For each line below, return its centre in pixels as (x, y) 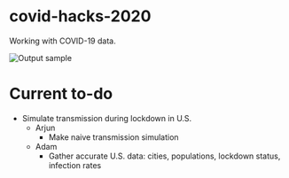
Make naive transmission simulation (113, 137)
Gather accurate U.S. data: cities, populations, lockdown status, (164, 156)
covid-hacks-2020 (80, 16)
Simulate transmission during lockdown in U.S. (107, 118)
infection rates (75, 165)
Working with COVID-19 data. (63, 41)
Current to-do (61, 94)
